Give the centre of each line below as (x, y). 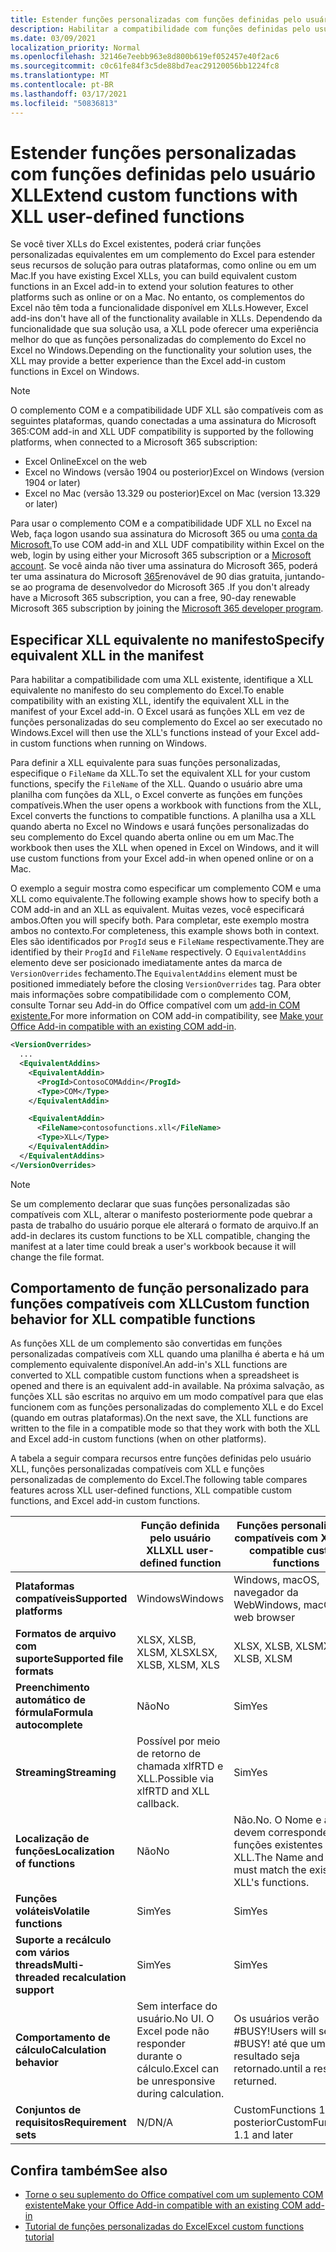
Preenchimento (52, 1688)
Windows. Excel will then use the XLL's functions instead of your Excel (154, 733)
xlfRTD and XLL (173, 1791)
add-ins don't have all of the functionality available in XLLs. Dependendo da (166, 318)
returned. (255, 2081)
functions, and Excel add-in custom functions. (105, 1501)
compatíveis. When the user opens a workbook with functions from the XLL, (166, 805)
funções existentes (278, 1845)
